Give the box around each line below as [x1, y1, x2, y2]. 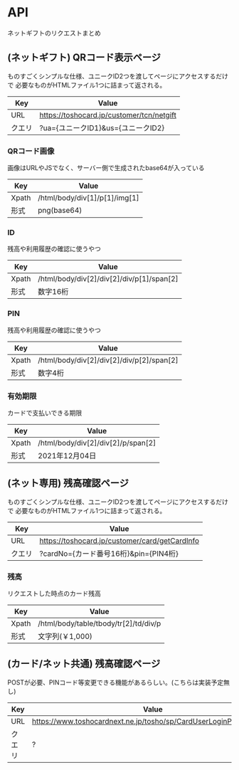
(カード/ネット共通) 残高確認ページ [7, 658, 161, 670]
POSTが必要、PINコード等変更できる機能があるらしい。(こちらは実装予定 [7, 677, 224, 687]
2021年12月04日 [38, 450, 97, 460]
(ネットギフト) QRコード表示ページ [7, 51, 161, 64]
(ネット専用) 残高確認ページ [7, 478, 129, 490]
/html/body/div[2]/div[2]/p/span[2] [38, 438, 156, 448]
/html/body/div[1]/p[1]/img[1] [38, 193, 140, 203]
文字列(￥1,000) [38, 631, 92, 641]
